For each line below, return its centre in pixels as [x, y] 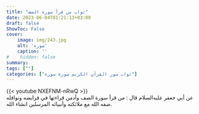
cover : [15, 35]
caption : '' [32, 52]
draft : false [23, 23]
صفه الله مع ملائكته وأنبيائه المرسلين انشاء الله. [59, 104]
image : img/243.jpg [42, 40]
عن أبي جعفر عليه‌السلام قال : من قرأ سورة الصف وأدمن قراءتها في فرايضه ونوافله [100, 98]
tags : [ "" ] [20, 68]
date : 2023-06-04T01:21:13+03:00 [49, 18]
